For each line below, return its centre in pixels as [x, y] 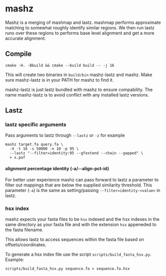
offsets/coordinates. [26, 245]
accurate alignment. [26, 38]
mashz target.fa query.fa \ [34, 145]
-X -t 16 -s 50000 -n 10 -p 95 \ [44, 149]
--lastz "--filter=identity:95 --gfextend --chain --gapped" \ [76, 153]
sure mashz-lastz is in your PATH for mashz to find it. [60, 80]
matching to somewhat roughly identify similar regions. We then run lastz [80, 27]
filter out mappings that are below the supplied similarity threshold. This [79, 185]
